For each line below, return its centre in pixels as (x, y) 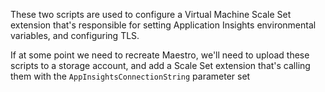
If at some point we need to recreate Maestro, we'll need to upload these (160, 55)
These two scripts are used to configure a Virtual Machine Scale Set (151, 14)
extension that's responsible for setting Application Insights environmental (163, 25)
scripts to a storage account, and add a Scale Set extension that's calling (160, 65)
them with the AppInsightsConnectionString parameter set (130, 76)
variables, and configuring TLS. (75, 35)
